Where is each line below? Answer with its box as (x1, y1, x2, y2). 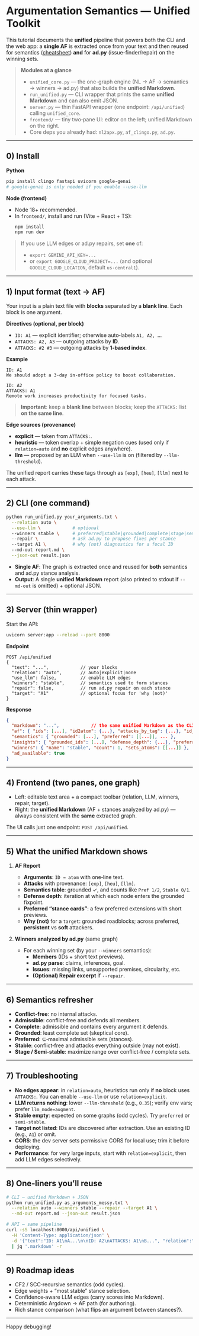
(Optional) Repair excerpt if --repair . (32, 972, 126, 979)
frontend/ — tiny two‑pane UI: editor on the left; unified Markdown (29, 115, 192, 123)
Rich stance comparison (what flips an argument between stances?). (14, 1306, 183, 1314)
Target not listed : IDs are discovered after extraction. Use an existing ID (14, 1124, 191, 1131)
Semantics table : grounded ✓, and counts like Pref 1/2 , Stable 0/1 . (23, 886, 191, 893)
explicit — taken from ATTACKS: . (14, 433, 92, 440)
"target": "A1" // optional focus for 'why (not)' (11, 690, 168, 696)
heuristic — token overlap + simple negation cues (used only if (14, 439, 169, 446)
